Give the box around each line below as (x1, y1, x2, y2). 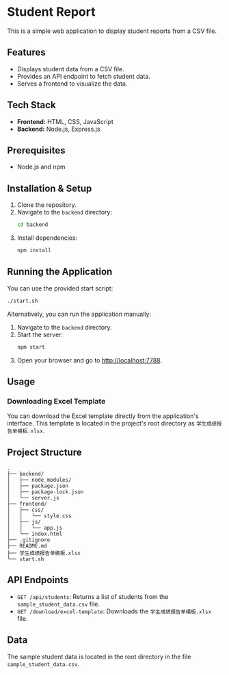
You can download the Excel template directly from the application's (7, 412, 200, 420)
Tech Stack (7, 99, 56, 111)
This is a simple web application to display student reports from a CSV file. (7, 27, 217, 35)
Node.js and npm (16, 162, 66, 171)
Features (7, 47, 46, 58)
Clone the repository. (16, 201, 77, 209)
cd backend (16, 221, 49, 228)
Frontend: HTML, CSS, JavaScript (16, 117, 114, 125)
